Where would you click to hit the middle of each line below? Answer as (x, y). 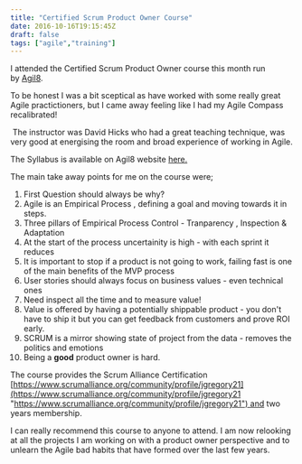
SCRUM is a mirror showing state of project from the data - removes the (157, 339)
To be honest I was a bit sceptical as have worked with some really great (146, 96)
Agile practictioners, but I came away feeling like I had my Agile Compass (147, 106)
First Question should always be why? (94, 194)
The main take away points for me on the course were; (112, 177)
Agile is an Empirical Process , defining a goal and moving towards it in (155, 204)
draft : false (35, 34)
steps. (35, 214)
